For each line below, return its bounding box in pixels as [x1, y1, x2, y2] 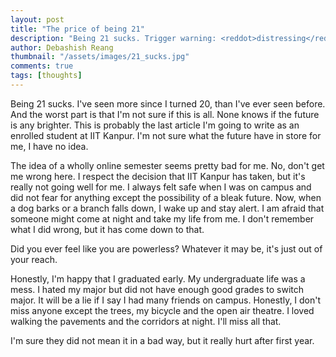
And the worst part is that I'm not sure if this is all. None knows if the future [10, 108, 320, 120]
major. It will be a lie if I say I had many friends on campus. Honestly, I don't [10, 294, 322, 306]
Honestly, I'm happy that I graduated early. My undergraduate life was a [10, 272, 306, 285]
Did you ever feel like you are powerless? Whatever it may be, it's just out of [10, 242, 323, 255]
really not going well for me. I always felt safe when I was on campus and [10, 181, 312, 193]
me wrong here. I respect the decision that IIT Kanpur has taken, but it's [10, 170, 306, 182]
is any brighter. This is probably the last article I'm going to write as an [10, 119, 300, 131]
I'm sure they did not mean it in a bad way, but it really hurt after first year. [10, 334, 315, 346]
